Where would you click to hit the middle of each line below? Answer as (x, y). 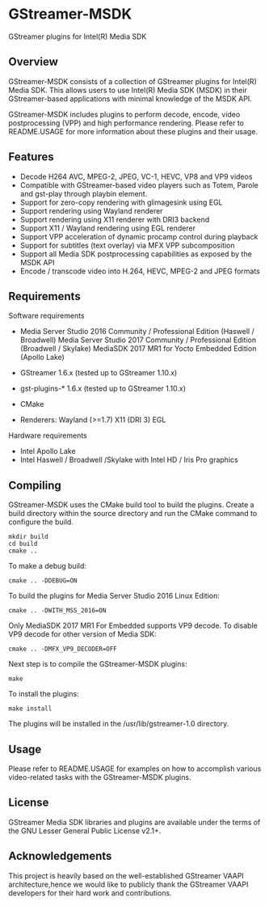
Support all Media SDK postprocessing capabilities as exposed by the (136, 254)
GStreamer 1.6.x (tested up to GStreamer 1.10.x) (99, 373)
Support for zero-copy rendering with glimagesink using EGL (122, 202)
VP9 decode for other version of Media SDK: (83, 634)
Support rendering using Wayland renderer (91, 210)
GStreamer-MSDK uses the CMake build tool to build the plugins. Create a (131, 505)
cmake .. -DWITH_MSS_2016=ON (57, 611)
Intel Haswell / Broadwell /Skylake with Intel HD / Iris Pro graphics (129, 460)
